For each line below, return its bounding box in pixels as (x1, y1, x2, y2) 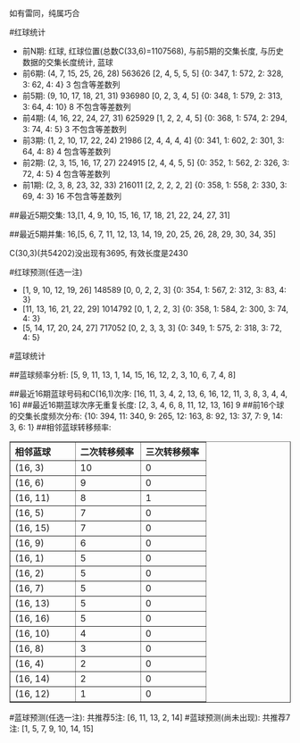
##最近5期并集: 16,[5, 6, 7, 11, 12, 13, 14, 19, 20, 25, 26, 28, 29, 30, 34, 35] (9, 229, 277, 239)
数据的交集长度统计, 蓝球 (21, 57, 113, 67)
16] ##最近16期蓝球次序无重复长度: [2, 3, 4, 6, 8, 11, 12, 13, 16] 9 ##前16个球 (9, 400, 285, 410)
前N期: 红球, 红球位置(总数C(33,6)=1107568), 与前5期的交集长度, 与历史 (21, 46, 284, 56)
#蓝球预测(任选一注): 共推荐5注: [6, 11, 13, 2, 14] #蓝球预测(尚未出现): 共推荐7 (9, 713, 291, 722)
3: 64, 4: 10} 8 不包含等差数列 (21, 102, 131, 112)
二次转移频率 (79, 446, 135, 458)
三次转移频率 (146, 446, 200, 458)
